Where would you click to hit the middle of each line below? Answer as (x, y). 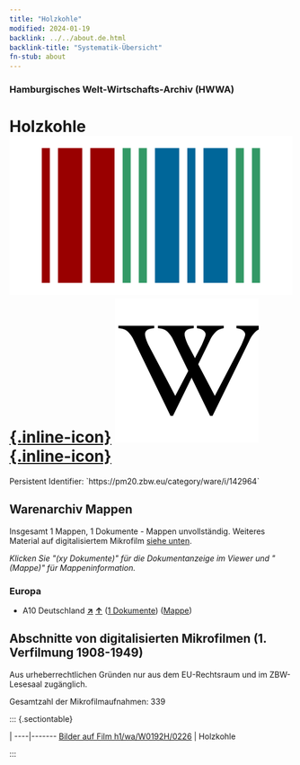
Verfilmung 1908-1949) (76, 653)
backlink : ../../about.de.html (68, 38)
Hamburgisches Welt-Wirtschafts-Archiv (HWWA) (122, 90)
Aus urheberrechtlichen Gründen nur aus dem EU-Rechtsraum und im (138, 674)
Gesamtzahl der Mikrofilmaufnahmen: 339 (88, 701)
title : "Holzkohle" (46, 19)
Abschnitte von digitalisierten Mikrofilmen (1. (138, 639)
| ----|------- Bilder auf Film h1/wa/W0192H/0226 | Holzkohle (123, 736)
